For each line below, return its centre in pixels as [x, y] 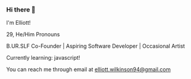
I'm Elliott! [19, 23]
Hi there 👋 [21, 10]
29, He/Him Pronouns [33, 34]
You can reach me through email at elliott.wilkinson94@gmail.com [89, 69]
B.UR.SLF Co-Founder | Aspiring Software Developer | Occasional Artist [96, 46]
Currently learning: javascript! [43, 58]
